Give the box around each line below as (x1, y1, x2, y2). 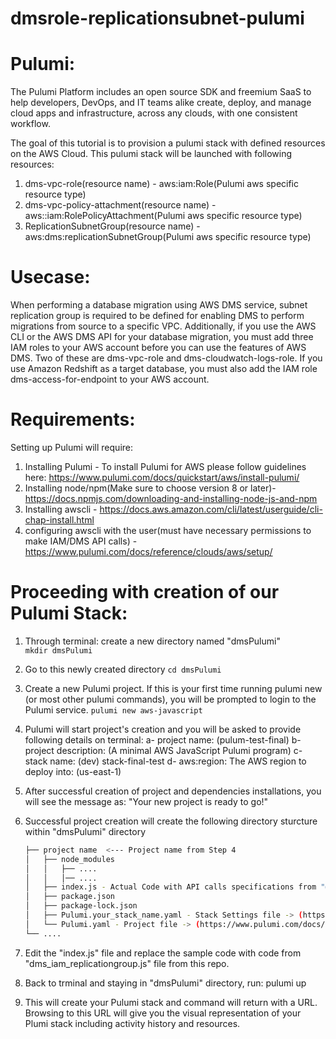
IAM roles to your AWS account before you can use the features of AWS (10, 342, 307, 354)
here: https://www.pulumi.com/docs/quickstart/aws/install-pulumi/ (24, 472, 300, 483)
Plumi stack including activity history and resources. (24, 1017, 241, 1029)
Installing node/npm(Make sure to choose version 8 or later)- (24, 482, 277, 494)
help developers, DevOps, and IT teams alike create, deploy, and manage (10, 97, 312, 109)
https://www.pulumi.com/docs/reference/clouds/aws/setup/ (24, 546, 273, 557)
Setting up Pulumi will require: (10, 442, 133, 453)
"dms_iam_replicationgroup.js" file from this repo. (24, 957, 230, 969)
